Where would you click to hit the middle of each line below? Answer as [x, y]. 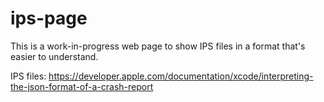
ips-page [49, 18]
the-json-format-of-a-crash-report [82, 86]
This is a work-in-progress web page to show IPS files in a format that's [158, 46]
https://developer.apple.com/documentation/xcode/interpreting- [181, 76]
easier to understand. [54, 56]
